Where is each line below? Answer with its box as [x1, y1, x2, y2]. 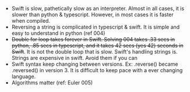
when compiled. [11, 17, 51, 24]
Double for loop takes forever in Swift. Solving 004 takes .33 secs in [11, 36, 175, 43]
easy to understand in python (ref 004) [11, 30, 105, 37]
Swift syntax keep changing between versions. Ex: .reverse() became [11, 61, 178, 68]
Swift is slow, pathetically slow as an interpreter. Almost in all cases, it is [11, 5, 185, 12]
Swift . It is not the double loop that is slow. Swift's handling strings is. [11, 48, 178, 55]
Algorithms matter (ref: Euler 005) [11, 79, 93, 86]
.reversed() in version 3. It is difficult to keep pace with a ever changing [11, 67, 183, 73]
